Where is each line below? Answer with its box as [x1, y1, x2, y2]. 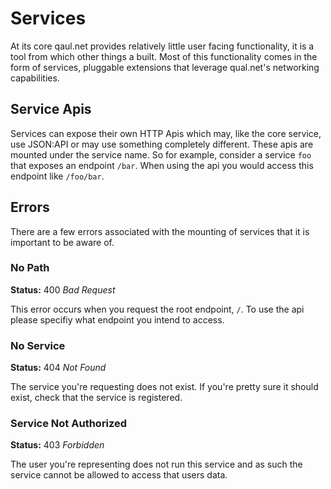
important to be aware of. [10, 236, 115, 248]
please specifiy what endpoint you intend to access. [10, 313, 225, 326]
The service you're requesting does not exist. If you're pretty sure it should [10, 381, 319, 393]
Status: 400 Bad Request [10, 283, 116, 296]
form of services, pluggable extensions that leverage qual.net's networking [10, 61, 320, 73]
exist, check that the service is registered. [10, 392, 183, 404]
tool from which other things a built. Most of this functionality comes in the [10, 50, 318, 62]
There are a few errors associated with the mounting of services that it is [10, 225, 310, 237]
